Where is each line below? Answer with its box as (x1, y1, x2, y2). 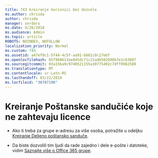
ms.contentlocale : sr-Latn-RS (5, 71, 67, 76)
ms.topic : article (5, 35, 42, 40)
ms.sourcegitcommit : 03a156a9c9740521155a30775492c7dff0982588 (5, 62, 137, 67)
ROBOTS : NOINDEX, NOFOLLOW (5, 39, 60, 44)
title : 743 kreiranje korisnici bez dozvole (5, 7, 97, 12)
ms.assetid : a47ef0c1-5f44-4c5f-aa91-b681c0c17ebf (5, 52, 110, 58)
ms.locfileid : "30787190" (5, 80, 58, 85)
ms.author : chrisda (5, 12, 45, 17)
